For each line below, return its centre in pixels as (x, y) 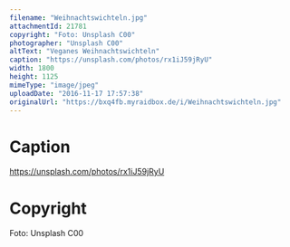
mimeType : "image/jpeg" (54, 85)
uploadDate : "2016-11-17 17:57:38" (77, 93)
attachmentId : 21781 (48, 26)
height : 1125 (34, 77)
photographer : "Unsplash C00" (67, 43)
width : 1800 (32, 69)
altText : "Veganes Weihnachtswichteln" (85, 52)
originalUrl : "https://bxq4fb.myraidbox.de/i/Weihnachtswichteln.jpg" (145, 102)
